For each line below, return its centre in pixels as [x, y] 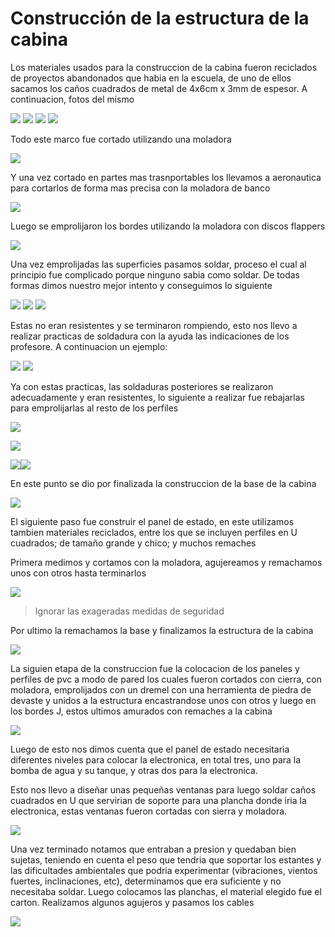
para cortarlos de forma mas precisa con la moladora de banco [140, 188]
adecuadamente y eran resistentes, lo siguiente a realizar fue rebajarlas [157, 397]
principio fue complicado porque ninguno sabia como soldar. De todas [155, 274]
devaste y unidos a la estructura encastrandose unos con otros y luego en [163, 700]
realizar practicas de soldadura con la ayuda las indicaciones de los [150, 336]
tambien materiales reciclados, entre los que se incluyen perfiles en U [154, 532]
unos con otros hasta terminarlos [78, 573]
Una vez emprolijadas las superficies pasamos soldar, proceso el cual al [158, 264]
